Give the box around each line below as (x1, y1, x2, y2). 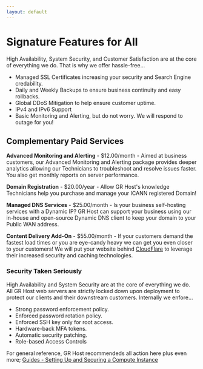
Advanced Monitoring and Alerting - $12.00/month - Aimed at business (6, 152, 187, 160)
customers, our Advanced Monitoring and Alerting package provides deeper (6, 158, 197, 166)
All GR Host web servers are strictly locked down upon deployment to (6, 287, 180, 294)
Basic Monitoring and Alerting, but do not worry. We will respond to (15, 112, 183, 119)
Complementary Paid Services (6, 136, 124, 146)
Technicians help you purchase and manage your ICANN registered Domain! (6, 189, 197, 197)
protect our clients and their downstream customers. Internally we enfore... (6, 294, 193, 301)
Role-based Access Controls (15, 337, 87, 345)
